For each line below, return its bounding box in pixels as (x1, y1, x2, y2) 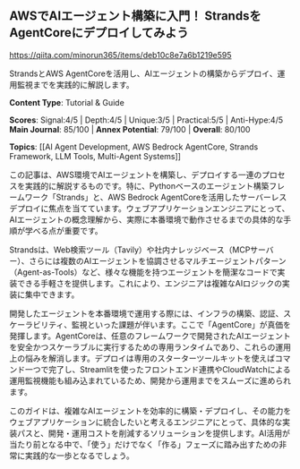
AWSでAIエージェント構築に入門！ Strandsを (9, 8, 261, 24)
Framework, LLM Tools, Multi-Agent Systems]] (9, 150, 182, 161)
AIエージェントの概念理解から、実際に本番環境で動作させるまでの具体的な (9, 214, 284, 225)
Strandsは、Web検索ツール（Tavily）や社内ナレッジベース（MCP (9, 244, 251, 255)
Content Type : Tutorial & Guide (9, 97, 125, 107)
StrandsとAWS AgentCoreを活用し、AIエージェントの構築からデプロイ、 (9, 68, 278, 79)
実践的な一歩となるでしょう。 (24, 450, 134, 461)
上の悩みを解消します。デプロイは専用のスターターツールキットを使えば (9, 353, 276, 363)
